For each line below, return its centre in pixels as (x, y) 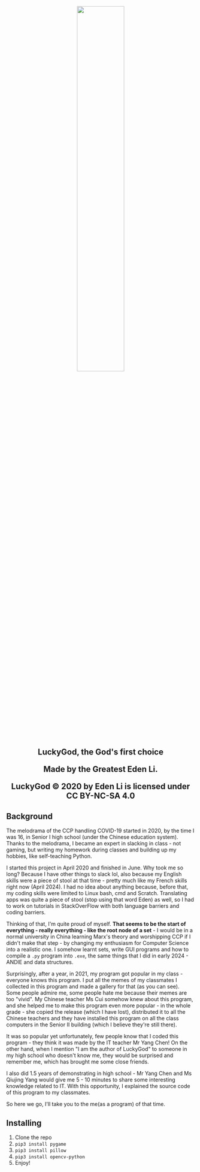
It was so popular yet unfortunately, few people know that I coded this (92, 1037)
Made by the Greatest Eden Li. (101, 769)
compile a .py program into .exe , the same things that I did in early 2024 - (97, 956)
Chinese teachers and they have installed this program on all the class (93, 1019)
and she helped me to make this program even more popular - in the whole (99, 1005)
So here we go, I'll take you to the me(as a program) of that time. (86, 1104)
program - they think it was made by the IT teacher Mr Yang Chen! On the (97, 1043)
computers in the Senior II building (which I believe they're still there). (92, 1025)
